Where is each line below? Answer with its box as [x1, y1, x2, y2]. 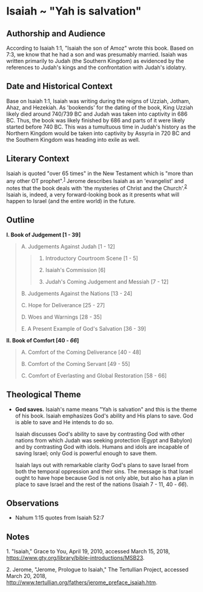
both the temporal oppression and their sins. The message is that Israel [15, 468, 193, 475]
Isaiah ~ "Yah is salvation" [6, 4, 142, 18]
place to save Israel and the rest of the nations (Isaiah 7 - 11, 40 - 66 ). [15, 481, 189, 488]
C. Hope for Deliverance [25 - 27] [21, 301, 105, 308]
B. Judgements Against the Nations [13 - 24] [21, 290, 133, 297]
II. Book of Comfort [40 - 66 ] [6, 336, 79, 344]
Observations [6, 498, 59, 508]
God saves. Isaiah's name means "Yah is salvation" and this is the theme [15, 405, 197, 413]
